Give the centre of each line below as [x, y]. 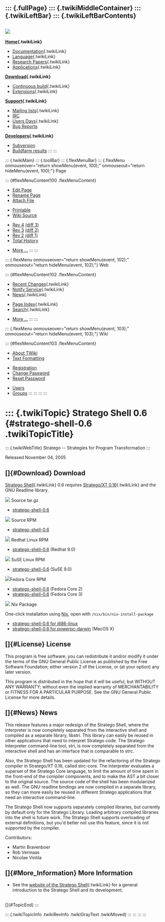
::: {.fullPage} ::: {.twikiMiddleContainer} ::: [73, 8]
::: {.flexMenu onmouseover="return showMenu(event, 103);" [67, 329]
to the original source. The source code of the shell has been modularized [80, 781]
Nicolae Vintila [27, 857]
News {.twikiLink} [30, 295]
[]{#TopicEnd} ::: [22, 905]
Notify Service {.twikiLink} [38, 290]
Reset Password [29, 378]
